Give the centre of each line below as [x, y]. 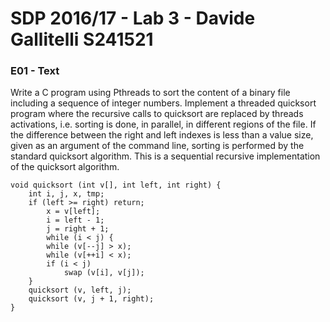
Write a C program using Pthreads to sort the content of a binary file [150, 93]
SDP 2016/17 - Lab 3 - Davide [133, 18]
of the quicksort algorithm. [65, 167]
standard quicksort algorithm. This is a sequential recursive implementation [165, 156]
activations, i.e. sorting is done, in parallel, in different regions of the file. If [163, 124]
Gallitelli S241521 [82, 39]
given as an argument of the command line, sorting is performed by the [157, 146]
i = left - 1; [75, 220]
